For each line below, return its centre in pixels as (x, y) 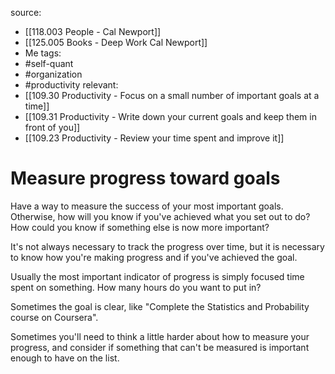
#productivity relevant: (71, 85)
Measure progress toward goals (145, 178)
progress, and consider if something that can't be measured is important (160, 347)
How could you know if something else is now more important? (140, 227)
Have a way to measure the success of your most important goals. (147, 206)
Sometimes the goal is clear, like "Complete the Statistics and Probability (160, 306)
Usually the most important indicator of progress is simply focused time (157, 276)
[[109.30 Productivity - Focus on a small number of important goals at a (172, 95)
